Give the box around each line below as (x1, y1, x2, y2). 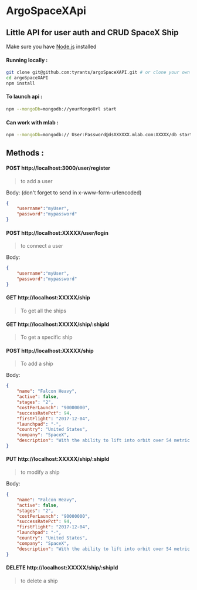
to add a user (20, 177, 53, 184)
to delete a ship (20, 577, 58, 584)
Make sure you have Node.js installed (6, 43, 97, 50)
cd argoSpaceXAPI (6, 75, 49, 81)
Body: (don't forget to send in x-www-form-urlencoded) (6, 189, 142, 196)
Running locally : (6, 56, 48, 63)
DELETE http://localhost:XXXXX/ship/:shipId (6, 564, 118, 571)
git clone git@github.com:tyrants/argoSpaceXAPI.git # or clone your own (6, 69, 191, 76)
